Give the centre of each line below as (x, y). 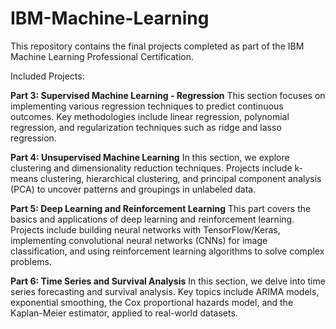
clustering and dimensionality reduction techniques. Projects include (151, 168)
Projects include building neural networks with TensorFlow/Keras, (145, 229)
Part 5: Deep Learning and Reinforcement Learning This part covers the (161, 208)
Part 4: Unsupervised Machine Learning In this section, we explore (150, 157)
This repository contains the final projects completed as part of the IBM (157, 46)
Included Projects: (47, 76)
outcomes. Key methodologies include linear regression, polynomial (150, 116)
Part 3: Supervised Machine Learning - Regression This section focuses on (168, 95)
